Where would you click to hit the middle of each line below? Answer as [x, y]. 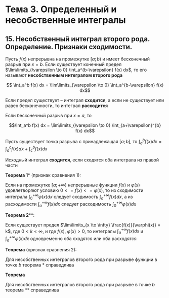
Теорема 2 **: [20, 215]
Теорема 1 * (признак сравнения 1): [43, 175]
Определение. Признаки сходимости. [69, 47]
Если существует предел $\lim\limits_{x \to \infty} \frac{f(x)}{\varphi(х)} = [83, 225]
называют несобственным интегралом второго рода [64, 75]
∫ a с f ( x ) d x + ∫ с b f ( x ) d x [26, 149]
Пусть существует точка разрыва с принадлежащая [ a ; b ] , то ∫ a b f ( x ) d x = [83, 142]
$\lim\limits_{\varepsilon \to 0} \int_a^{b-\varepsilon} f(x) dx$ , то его [76, 70]
